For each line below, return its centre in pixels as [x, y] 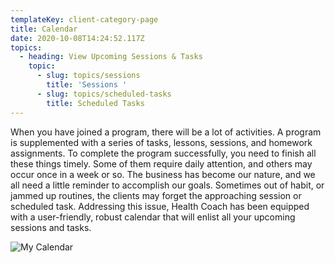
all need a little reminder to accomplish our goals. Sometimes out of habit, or [167, 185]
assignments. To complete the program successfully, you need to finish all [163, 153]
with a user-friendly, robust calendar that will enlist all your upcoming [153, 217]
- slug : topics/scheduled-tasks [104, 94]
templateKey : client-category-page [84, 19]
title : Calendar [44, 29]
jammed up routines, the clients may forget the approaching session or [156, 195]
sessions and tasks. [51, 227]
